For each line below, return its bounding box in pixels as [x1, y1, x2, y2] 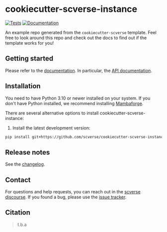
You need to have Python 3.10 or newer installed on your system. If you [5, 95, 151, 101]
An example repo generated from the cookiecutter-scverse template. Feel [5, 29, 157, 35]
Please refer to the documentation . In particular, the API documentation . [5, 67, 153, 73]
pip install [5, 134, 30, 139]
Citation [5, 208, 31, 217]
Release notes [5, 148, 50, 157]
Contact [5, 175, 31, 184]
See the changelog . [5, 161, 45, 167]
